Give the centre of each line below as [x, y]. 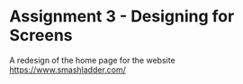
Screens [41, 35]
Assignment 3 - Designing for [122, 17]
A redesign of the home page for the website [92, 60]
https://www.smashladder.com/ [67, 70]
